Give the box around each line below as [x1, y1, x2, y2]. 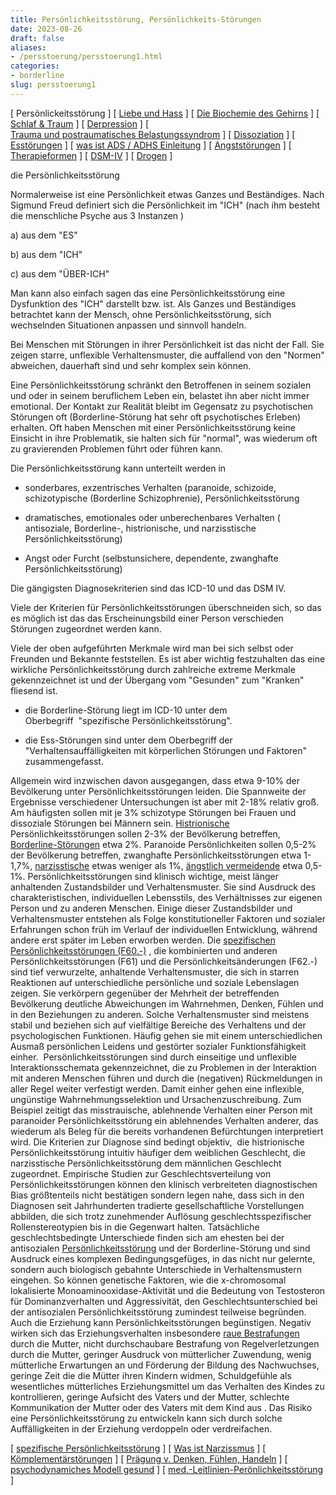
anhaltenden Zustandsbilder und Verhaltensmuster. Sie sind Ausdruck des [10, 881, 316, 893]
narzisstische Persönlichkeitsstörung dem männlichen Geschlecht [10, 1157, 282, 1169]
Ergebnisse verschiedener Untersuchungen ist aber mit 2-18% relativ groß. [10, 796, 320, 808]
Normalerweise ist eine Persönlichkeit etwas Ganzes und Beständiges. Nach [10, 188, 325, 200]
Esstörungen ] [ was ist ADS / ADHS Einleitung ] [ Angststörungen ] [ [10, 139, 292, 151]
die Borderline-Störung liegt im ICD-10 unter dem [24, 704, 228, 716]
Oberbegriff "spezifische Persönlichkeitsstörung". [24, 714, 233, 726]
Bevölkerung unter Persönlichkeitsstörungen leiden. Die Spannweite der [10, 785, 307, 797]
